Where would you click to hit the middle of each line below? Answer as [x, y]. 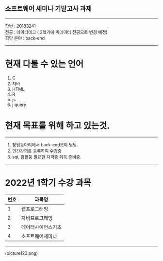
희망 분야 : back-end [25, 38]
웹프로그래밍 [35, 209]
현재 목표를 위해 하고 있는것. [57, 126]
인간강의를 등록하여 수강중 [37, 151]
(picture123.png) [21, 253]
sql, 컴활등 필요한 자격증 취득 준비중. [47, 157]
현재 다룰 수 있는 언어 [44, 64]
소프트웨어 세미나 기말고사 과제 [49, 9]
